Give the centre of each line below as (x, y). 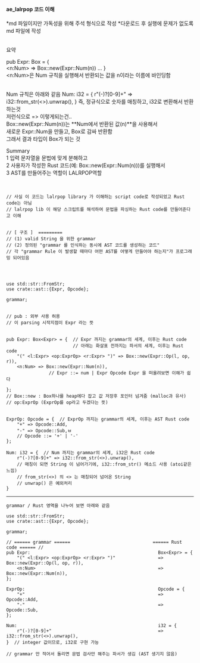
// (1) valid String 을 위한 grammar (51, 239)
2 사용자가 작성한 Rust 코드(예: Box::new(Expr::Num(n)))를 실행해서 (86, 165)
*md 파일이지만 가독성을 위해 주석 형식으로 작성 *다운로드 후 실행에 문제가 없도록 (100, 23)
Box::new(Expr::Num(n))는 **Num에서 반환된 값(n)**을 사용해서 (82, 124)
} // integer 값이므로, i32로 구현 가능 (53, 643)
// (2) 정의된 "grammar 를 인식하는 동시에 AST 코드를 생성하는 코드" (83, 245)
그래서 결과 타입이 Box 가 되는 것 (43, 139)
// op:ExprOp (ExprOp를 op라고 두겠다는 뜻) (57, 402)
